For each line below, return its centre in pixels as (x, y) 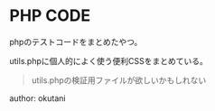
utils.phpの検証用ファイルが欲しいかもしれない (119, 80)
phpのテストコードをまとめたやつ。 (76, 42)
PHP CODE (50, 16)
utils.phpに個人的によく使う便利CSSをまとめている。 (108, 60)
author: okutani (37, 98)
